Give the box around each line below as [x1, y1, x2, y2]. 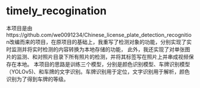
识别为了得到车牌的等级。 [6, 76, 69, 83]
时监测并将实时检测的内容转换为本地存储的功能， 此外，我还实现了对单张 [6, 46, 185, 53]
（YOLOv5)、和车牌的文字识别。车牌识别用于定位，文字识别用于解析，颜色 [6, 68, 190, 75]
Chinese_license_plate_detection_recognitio [84, 31, 192, 38]
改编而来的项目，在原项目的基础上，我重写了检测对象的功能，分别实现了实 [9, 38, 192, 45]
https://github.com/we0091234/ [6, 31, 85, 38]
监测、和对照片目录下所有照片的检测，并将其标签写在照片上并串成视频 [16, 53, 189, 60]
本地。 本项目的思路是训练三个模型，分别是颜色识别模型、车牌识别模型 [16, 61, 190, 68]
